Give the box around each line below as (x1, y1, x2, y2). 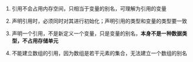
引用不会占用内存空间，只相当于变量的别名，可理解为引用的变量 (11, 5, 167, 12)
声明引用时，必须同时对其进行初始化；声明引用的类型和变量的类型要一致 (11, 18, 187, 25)
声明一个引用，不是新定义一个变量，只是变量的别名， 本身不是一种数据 (11, 30, 182, 37)
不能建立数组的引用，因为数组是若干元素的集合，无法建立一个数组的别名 (11, 50, 187, 57)
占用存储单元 (27, 37, 59, 44)
